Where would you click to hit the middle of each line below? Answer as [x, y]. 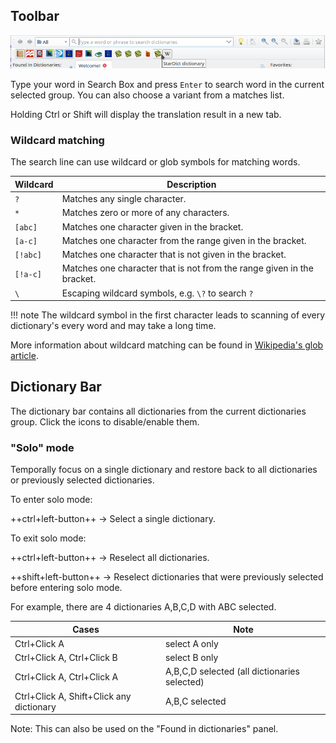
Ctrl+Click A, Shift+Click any [73, 696]
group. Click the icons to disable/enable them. [105, 421]
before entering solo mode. [66, 588]
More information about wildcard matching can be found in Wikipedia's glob [167, 345]
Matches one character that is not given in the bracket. [174, 255]
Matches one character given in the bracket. [152, 226]
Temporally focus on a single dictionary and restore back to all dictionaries [164, 470]
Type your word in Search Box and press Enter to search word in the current [167, 85]
